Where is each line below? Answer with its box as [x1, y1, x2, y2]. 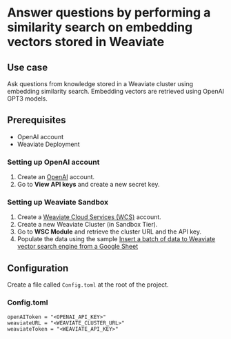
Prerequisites [7, 114, 66, 126]
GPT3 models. [7, 94, 48, 103]
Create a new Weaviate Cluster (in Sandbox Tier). [17, 220, 158, 229]
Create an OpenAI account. [17, 173, 95, 181]
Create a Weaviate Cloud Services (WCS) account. [17, 213, 162, 221]
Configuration [7, 262, 69, 274]
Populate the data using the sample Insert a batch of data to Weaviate [17, 235, 216, 243]
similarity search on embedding [7, 19, 193, 35]
